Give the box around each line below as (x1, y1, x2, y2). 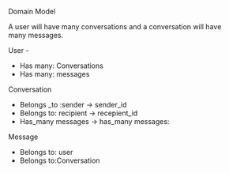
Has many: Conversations (19, 61, 104, 70)
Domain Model (8, 7, 56, 16)
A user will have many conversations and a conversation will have (8, 22, 222, 31)
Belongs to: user (19, 148, 73, 156)
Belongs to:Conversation (19, 156, 100, 165)
